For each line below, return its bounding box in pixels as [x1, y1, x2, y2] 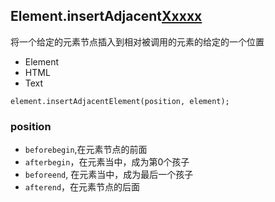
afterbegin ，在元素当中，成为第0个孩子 [24, 156, 190, 168]
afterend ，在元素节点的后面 [24, 181, 141, 193]
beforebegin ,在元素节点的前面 [24, 144, 148, 156]
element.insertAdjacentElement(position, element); [10, 96, 230, 106]
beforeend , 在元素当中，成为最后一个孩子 [24, 169, 194, 181]
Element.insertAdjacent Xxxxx [10, 8, 203, 25]
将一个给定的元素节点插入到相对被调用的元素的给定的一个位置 [10, 35, 265, 48]
